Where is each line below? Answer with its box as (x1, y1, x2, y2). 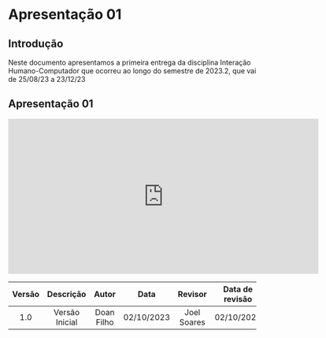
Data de (223, 284, 254, 295)
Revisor (177, 288, 207, 299)
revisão (223, 293, 253, 304)
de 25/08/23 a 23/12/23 (8, 75, 86, 84)
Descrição (46, 288, 87, 299)
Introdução (8, 37, 64, 50)
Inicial (55, 317, 78, 328)
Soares (179, 317, 206, 328)
